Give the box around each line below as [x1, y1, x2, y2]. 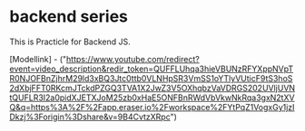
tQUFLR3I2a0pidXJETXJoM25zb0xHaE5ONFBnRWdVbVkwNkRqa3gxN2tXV [9, 92, 295, 103]
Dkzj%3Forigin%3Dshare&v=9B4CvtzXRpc [9, 111, 171, 122]
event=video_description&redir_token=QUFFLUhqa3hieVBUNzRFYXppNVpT [9, 63, 294, 74]
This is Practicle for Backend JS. [9, 36, 131, 47]
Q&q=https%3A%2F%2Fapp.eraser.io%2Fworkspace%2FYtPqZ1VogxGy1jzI [9, 101, 295, 112]
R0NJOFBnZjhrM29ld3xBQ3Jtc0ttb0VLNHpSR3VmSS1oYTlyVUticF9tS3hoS [9, 72, 293, 83]
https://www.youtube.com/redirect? [66, 53, 200, 64]
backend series [9, 6, 129, 27]
